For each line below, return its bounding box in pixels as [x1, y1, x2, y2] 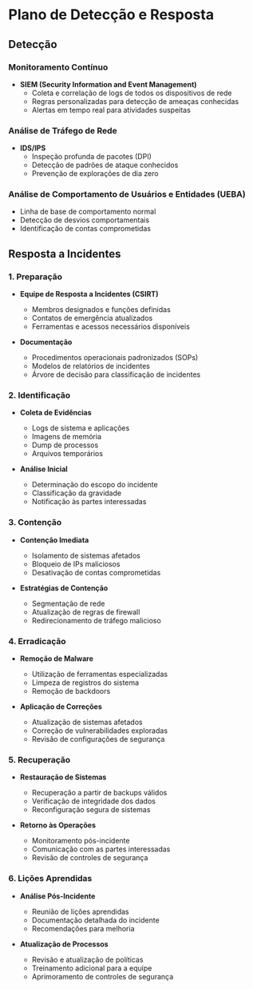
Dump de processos [31, 440, 99, 450]
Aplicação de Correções [19, 702, 102, 711]
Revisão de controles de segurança [31, 853, 148, 863]
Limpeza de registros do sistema [31, 678, 140, 687]
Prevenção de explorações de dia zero [31, 169, 159, 178]
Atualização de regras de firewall [31, 607, 140, 617]
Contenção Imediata [19, 535, 89, 545]
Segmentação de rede [31, 599, 105, 608]
